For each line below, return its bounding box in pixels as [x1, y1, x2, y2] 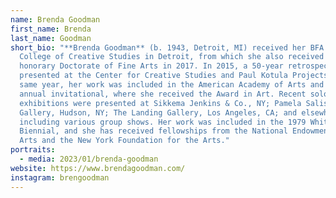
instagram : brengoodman [10, 172, 110, 183]
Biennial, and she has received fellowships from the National [19, 126, 288, 136]
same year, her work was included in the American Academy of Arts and [19, 80, 325, 90]
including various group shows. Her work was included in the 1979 [19, 117, 307, 127]
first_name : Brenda [10, 24, 92, 34]
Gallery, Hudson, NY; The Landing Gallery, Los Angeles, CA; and [19, 107, 298, 118]
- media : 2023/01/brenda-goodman [19, 154, 159, 164]
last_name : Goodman [10, 33, 92, 43]
